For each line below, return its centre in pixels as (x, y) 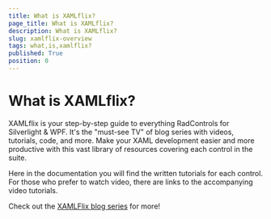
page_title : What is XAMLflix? (61, 23)
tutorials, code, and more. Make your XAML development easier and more (131, 140)
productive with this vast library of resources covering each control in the (131, 149)
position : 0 (28, 61)
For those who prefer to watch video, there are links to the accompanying (131, 182)
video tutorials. (33, 190)
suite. (17, 158)
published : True (36, 53)
